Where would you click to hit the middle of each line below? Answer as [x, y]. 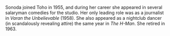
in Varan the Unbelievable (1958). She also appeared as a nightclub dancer [83, 18]
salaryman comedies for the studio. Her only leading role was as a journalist [84, 13]
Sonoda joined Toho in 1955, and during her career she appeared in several [84, 7]
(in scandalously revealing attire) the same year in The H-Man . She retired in [85, 23]
